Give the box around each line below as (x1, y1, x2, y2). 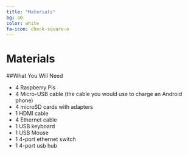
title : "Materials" (6, 9, 56, 15)
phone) (15, 97, 33, 104)
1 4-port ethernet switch (15, 136, 76, 143)
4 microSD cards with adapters (15, 103, 93, 111)
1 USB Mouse (15, 129, 49, 137)
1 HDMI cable (15, 110, 49, 117)
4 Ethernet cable (15, 116, 57, 123)
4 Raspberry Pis (15, 84, 56, 91)
